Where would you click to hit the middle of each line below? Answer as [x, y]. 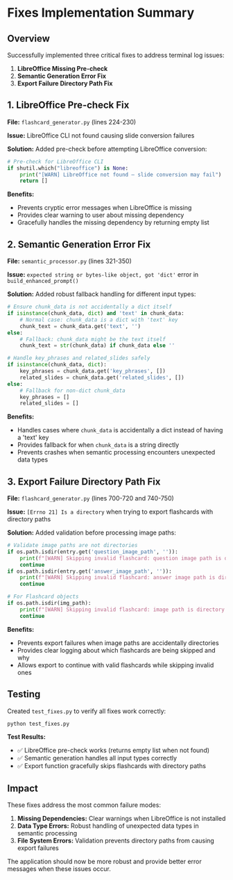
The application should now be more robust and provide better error [105, 862]
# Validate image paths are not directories [72, 546]
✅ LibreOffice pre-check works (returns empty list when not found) [113, 750]
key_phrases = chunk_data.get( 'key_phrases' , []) [93, 371]
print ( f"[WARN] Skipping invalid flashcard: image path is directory [122, 610]
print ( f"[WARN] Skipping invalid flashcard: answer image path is [118, 578]
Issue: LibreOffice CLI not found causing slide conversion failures [101, 135]
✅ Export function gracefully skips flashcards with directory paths [112, 766]
